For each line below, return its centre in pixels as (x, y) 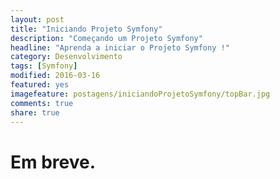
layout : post (37, 19)
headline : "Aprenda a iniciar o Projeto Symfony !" (120, 47)
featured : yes (40, 85)
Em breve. (53, 162)
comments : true (42, 103)
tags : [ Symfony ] (44, 66)
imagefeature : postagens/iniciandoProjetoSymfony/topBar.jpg (140, 94)
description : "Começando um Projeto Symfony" (106, 38)
